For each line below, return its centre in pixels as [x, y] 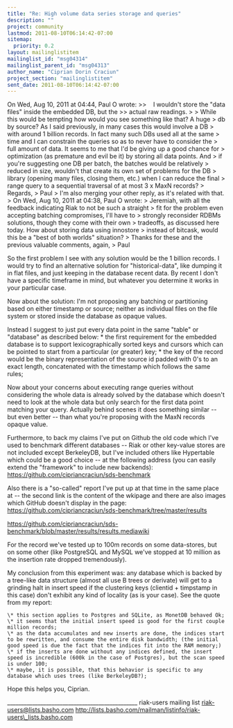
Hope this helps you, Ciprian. [49, 689]
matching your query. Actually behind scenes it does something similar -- [112, 410]
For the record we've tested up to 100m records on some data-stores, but [112, 545]
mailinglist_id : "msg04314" [48, 59]
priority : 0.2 [34, 46]
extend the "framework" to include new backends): [80, 467]
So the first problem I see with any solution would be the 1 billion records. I [113, 259]
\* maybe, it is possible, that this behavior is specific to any [105, 670]
